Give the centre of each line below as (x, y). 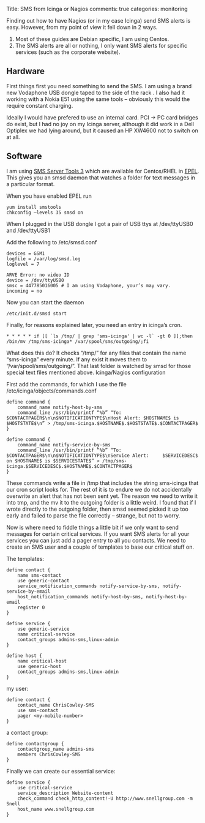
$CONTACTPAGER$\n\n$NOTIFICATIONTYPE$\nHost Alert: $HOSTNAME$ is (93, 418)
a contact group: (27, 732)
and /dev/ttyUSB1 (28, 230)
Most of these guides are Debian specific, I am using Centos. (92, 39)
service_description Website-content (65, 793)
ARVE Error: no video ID (38, 275)
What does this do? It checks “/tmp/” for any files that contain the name (96, 353)
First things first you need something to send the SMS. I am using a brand (99, 86)
